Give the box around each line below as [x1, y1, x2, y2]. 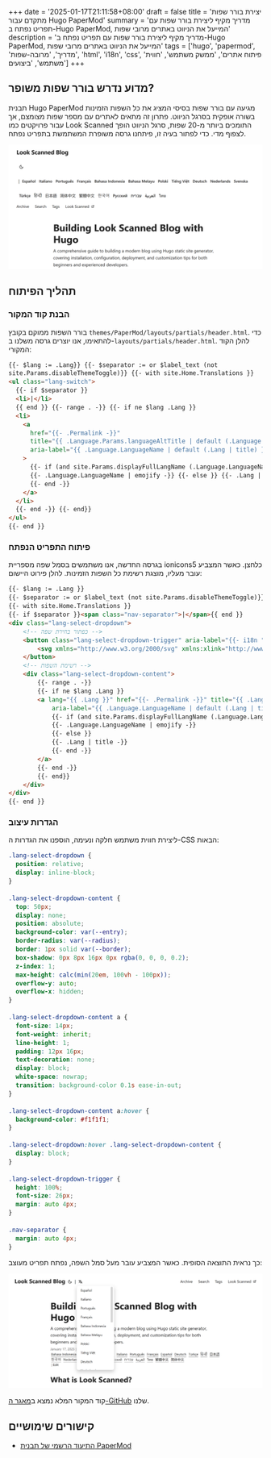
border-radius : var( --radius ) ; [15, 937, 121, 945]
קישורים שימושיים [8, 1419, 95, 1433]
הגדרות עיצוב [8, 817, 59, 828]
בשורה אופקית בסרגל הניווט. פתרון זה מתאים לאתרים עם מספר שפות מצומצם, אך [8, 111, 256, 121]
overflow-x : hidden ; [15, 988, 85, 996]
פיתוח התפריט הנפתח [8, 542, 91, 553]
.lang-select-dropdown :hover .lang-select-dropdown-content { [8, 1141, 222, 1149]
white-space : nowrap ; [15, 1073, 89, 1081]
